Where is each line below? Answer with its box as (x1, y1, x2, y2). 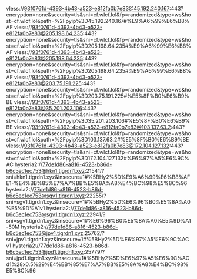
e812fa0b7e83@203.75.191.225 (6, 80, 82, 87)
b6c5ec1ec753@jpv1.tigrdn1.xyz (6, 230, 84, 237)
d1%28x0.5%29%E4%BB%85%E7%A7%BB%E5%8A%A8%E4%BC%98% (6, 261, 189, 268)
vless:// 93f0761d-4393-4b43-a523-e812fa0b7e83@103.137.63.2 (14, 123, 172, 130)
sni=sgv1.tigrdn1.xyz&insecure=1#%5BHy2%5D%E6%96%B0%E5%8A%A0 (6, 199, 191, 205)
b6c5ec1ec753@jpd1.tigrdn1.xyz (6, 248, 84, 255)
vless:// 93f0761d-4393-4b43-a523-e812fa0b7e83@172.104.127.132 (6, 142, 170, 149)
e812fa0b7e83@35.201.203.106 (6, 105, 82, 112)
